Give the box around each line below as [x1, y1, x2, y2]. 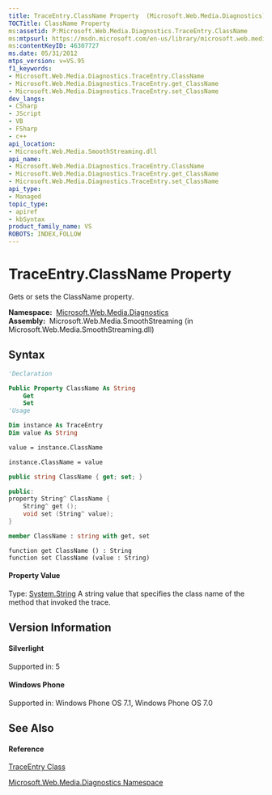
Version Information [8, 621, 112, 635]
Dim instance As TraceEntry [8, 422, 104, 430]
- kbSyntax [8, 215, 45, 223]
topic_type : [8, 200, 49, 208]
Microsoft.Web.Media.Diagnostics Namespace [8, 778, 164, 788]
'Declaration [8, 369, 53, 377]
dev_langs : [8, 95, 45, 103]
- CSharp [8, 102, 38, 110]
